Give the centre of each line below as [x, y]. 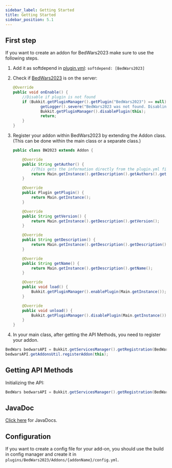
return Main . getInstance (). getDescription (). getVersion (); [96, 221]
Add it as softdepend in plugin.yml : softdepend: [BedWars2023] [79, 68]
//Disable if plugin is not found [59, 97]
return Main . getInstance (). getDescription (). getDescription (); [100, 245]
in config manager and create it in [41, 454]
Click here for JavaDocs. [31, 420]
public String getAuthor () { [53, 164]
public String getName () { [51, 263]
